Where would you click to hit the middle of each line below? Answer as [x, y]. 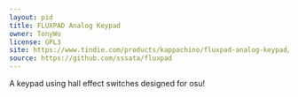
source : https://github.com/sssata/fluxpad [91, 58]
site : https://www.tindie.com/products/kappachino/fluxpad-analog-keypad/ [150, 50]
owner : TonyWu [35, 34]
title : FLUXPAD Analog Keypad [65, 26]
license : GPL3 [35, 42]
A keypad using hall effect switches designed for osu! [107, 83]
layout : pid [31, 17]
